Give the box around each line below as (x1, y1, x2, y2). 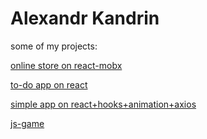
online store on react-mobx (10, 59, 123, 71)
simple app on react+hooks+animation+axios (10, 98, 197, 110)
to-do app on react (10, 78, 88, 91)
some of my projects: (10, 40, 98, 52)
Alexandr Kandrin (10, 7, 160, 30)
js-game (10, 117, 45, 129)
